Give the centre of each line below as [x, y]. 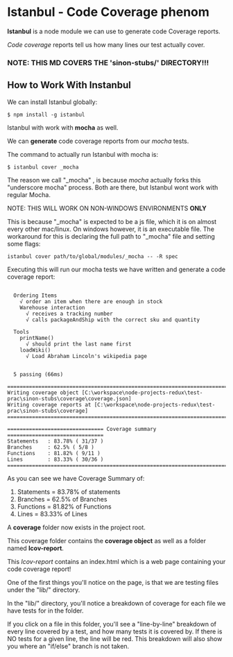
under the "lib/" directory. [44, 590]
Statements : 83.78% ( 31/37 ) [55, 441]
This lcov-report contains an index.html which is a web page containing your [116, 561]
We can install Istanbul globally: [52, 102]
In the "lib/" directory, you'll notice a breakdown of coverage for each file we [116, 603]
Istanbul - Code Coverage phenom [109, 12]
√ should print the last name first [78, 344]
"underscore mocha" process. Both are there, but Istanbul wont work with [113, 187]
